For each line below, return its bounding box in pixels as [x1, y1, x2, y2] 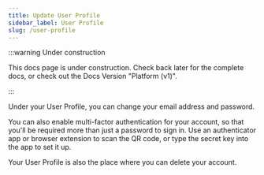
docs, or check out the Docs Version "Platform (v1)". [8, 72, 177, 81]
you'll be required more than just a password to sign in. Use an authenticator [8, 125, 257, 135]
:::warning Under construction [8, 48, 106, 58]
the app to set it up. [8, 143, 72, 152]
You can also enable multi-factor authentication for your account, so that [8, 117, 244, 127]
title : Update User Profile [8, 11, 101, 20]
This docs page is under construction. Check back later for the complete [8, 63, 244, 73]
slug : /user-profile [8, 26, 76, 34]
